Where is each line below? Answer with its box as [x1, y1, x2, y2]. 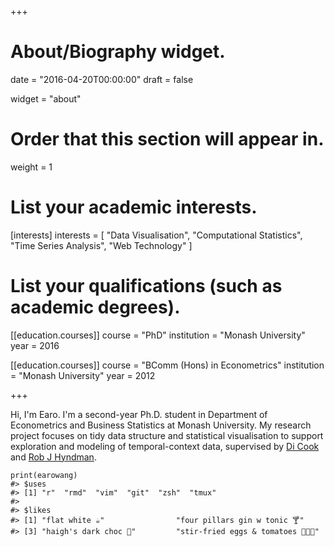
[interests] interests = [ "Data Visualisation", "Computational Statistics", [10, 229, 303, 241]
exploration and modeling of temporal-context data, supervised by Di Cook [10, 440, 320, 452]
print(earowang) [10, 470, 78, 480]
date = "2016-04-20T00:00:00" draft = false [10, 73, 194, 85]
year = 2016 [10, 339, 60, 351]
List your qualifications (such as [10, 275, 283, 297]
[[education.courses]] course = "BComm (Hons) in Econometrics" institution [10, 359, 325, 371]
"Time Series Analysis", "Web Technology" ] [10, 239, 193, 251]
